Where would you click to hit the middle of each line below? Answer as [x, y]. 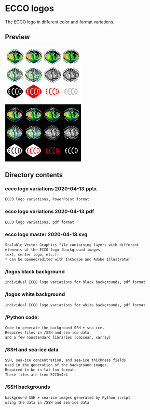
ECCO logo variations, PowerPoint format [47, 199]
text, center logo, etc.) [31, 255]
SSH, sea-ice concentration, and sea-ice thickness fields [66, 360]
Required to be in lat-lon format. [41, 370]
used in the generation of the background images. [57, 365]
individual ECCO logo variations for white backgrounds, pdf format [75, 305]
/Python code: [22, 317]
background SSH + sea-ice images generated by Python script [68, 397]
